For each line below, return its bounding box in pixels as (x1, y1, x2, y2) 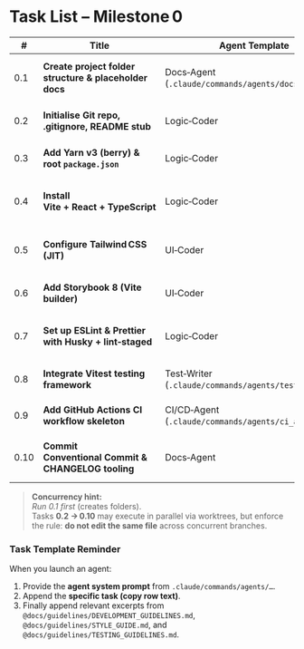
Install (43, 189, 71, 201)
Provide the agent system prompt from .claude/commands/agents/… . (22, 581, 276, 592)
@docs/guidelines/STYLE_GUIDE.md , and (22, 619, 167, 631)
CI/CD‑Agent (165, 403, 220, 416)
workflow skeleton (43, 414, 125, 427)
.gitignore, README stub (43, 120, 152, 132)
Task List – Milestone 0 (9, 6, 184, 27)
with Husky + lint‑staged (43, 335, 153, 348)
